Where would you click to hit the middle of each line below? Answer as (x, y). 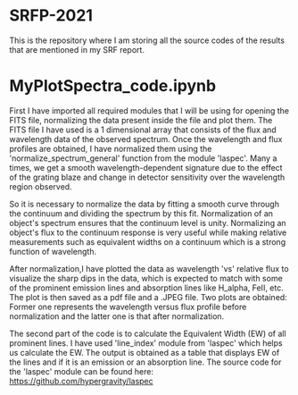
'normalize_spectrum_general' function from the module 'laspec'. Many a (143, 158)
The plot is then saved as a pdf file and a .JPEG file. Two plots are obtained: (148, 297)
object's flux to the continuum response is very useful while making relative (148, 232)
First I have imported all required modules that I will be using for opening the (149, 110)
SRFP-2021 (51, 16)
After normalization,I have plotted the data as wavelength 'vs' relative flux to (149, 268)
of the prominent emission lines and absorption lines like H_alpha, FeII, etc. (146, 288)
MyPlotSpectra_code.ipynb (113, 86)
